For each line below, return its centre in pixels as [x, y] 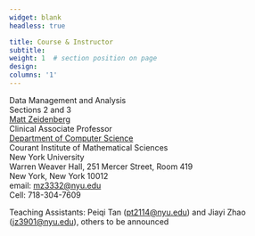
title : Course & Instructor [62, 42]
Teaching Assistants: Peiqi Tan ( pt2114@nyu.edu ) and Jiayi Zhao [128, 212]
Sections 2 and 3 [40, 110]
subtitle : [28, 50]
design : [24, 67]
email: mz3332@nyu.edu [55, 185]
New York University [47, 157]
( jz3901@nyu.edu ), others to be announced [89, 221]
